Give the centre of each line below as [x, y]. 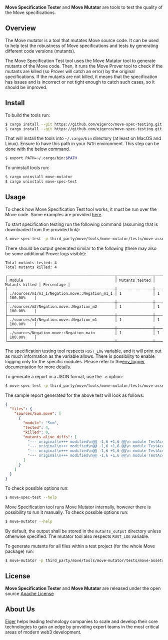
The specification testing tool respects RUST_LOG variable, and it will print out [83, 351]
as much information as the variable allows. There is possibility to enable [80, 356]
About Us [20, 609]
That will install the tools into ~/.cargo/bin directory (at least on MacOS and [83, 138]
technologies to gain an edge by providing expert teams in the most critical [82, 626]
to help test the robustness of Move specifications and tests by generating [82, 46]
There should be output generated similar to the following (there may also [81, 248]
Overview [21, 28]
